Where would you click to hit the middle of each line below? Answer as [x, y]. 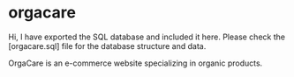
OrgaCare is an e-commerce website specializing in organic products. [136, 63]
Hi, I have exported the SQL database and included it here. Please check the [147, 37]
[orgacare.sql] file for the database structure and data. [107, 45]
